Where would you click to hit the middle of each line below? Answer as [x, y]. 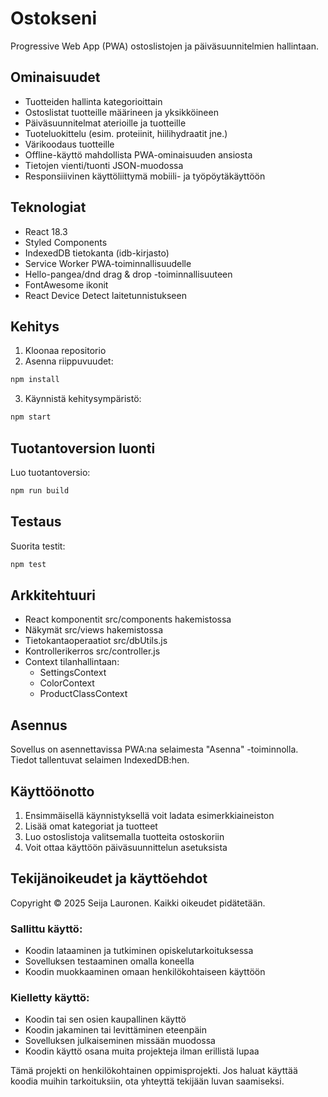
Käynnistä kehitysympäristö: [83, 399]
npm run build [40, 490]
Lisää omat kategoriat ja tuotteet [91, 826]
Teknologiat [48, 207]
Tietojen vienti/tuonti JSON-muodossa [104, 165]
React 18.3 [46, 231]
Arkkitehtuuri [53, 595]
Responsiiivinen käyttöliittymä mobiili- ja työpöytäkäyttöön [145, 176]
